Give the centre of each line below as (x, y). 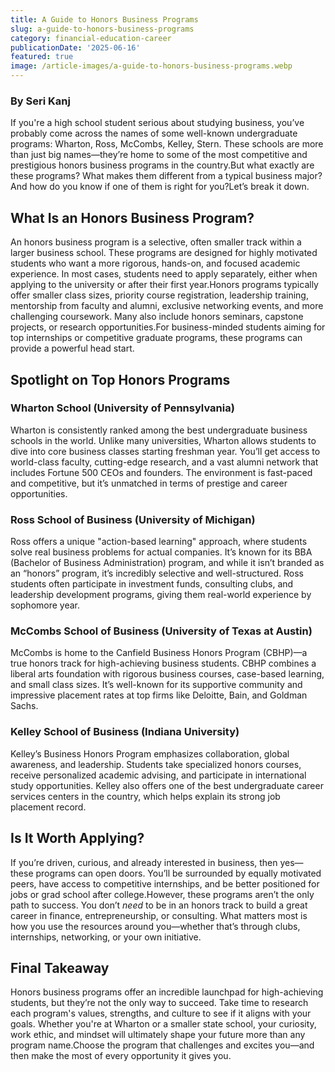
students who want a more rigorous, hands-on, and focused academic (155, 263)
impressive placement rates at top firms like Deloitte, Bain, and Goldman (159, 695)
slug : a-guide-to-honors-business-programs (102, 29)
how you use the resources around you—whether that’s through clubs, (155, 926)
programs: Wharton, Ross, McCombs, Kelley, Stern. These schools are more (167, 144)
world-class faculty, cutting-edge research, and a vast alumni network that (164, 462)
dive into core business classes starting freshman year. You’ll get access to (165, 451)
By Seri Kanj (40, 101)
